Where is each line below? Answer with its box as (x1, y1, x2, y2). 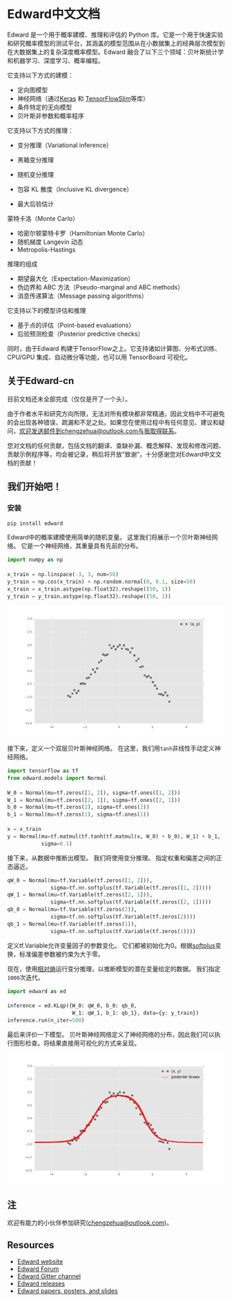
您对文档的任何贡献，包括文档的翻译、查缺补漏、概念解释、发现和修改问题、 (7, 441, 225, 450)
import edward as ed (7, 988, 67, 995)
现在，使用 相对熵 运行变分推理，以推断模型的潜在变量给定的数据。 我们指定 (7, 964, 221, 973)
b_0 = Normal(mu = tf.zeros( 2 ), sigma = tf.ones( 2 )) (7, 804, 150, 811)
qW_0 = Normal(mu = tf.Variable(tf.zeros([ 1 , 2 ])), (7, 877, 153, 884)
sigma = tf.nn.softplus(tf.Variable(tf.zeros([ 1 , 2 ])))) (50, 884, 212, 891)
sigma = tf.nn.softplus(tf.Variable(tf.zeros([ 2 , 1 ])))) (50, 899, 212, 906)
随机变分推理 (17, 170, 54, 178)
